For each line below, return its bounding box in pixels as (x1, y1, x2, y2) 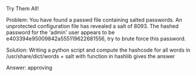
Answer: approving (6, 64, 53, 71)
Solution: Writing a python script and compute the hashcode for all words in (6, 46, 191, 53)
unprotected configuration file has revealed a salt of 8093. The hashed (6, 23, 179, 29)
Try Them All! (6, 5, 39, 12)
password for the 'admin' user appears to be (6, 29, 115, 36)
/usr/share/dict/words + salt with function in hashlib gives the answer (6, 53, 175, 59)
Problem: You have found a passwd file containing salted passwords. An (6, 16, 182, 23)
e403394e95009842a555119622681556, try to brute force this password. (6, 35, 187, 42)
